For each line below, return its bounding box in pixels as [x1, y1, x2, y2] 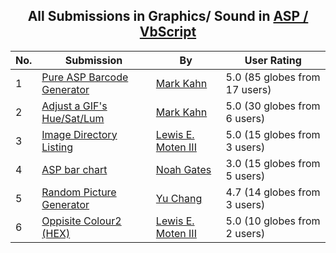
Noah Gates [155, 162, 212, 176]
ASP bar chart [41, 162, 108, 176]
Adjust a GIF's [41, 99, 108, 113]
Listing [41, 140, 74, 154]
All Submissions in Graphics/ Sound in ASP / [27, 8, 309, 25]
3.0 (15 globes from [225, 156, 321, 170]
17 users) [225, 82, 272, 96]
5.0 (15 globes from [225, 127, 321, 141]
